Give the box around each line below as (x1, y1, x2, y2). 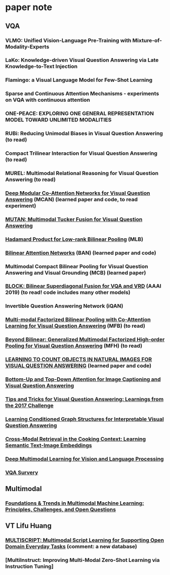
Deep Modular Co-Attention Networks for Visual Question (5, 189, 150, 196)
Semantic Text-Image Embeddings (5, 441, 92, 449)
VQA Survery (5, 469, 38, 476)
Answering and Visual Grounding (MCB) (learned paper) (5, 269, 146, 276)
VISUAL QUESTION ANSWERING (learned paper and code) (5, 362, 152, 369)
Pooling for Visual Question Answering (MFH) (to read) (5, 342, 143, 349)
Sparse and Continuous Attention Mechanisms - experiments (5, 90, 159, 97)
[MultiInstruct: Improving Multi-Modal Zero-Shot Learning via (5, 557, 160, 564)
